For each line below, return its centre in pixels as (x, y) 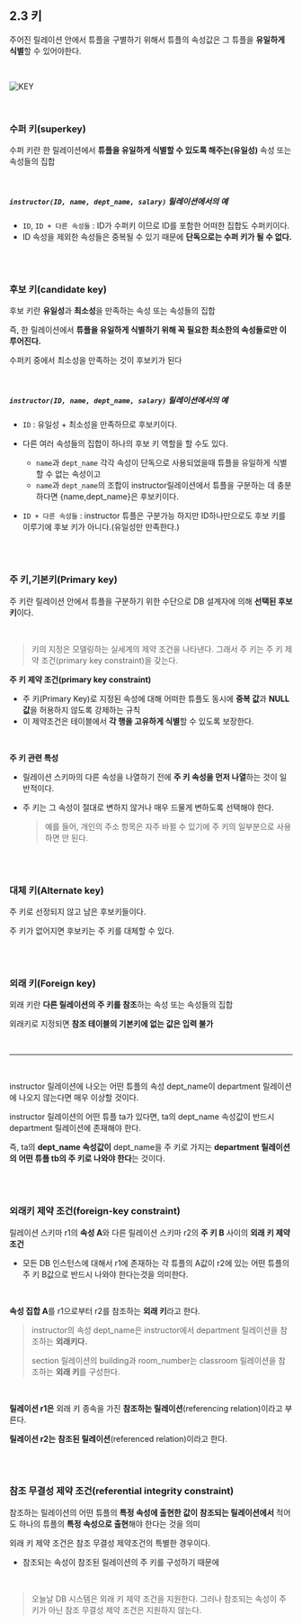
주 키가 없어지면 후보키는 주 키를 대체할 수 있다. (92, 930)
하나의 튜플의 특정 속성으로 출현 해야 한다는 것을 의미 (109, 1524)
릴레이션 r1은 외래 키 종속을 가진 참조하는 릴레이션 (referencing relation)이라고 (146, 1408)
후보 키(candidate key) (58, 289)
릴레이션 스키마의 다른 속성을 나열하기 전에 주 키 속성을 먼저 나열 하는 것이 (150, 777)
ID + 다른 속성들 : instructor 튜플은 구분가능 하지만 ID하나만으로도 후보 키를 (154, 515)
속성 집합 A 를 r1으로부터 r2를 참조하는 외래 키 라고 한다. (105, 1310)
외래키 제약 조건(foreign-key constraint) (95, 1211)
